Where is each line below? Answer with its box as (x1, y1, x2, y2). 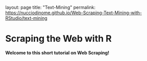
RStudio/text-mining (5, 15, 47, 21)
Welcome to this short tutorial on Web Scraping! (5, 49, 110, 55)
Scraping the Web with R (5, 33, 112, 45)
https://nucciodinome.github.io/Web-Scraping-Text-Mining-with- (5, 10, 142, 16)
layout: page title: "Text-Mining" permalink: (5, 5, 96, 10)
